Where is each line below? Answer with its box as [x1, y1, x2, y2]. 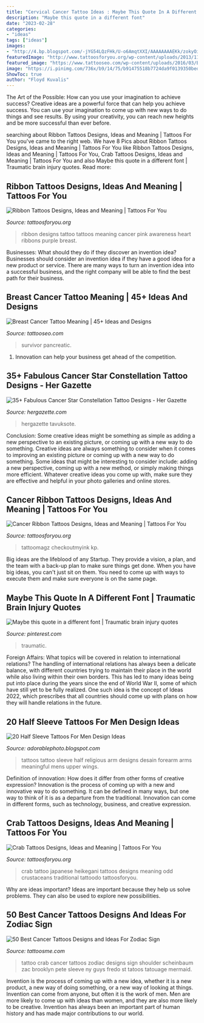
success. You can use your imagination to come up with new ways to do [6, 106, 187, 114]
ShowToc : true [6, 71, 42, 77]
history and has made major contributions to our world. [6, 1010, 144, 1017]
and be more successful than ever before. [6, 119, 111, 127]
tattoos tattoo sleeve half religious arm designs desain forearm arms [21, 756, 192, 764]
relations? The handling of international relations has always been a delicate [6, 660, 196, 668]
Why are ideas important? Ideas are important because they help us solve [6, 885, 191, 893]
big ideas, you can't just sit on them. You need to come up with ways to [6, 568, 185, 576]
